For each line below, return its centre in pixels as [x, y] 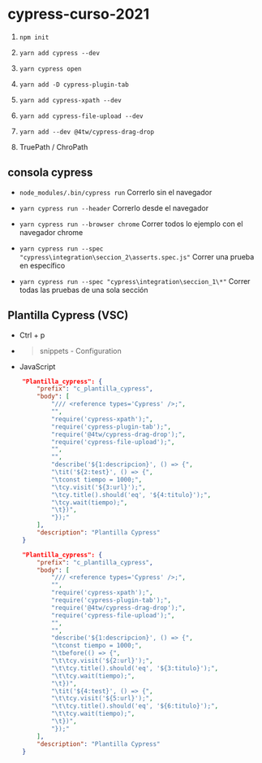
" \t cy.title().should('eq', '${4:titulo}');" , [131, 495]
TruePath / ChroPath [54, 146]
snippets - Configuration [81, 351]
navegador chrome [51, 232]
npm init [34, 37]
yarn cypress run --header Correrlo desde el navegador [114, 207]
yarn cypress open [50, 69]
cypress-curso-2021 [79, 14]
